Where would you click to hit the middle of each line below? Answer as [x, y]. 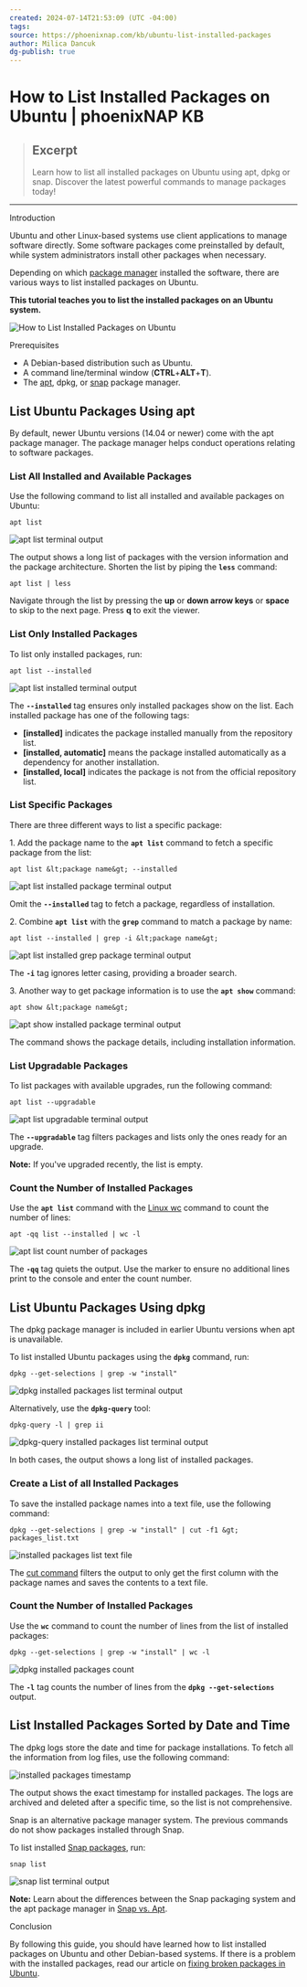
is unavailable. [37, 1339]
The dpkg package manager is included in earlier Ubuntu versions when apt [152, 1330]
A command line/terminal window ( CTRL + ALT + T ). [117, 373]
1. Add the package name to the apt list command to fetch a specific [142, 843]
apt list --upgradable [53, 1102]
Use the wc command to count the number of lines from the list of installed [149, 1626]
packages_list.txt [44, 1538]
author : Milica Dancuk [53, 43]
